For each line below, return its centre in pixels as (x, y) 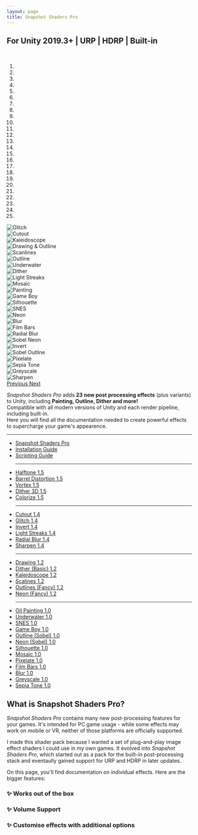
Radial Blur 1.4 (32, 539)
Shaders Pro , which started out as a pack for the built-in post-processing (95, 754)
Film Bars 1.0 (31, 667)
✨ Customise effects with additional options (71, 825)
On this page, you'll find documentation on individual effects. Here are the (96, 772)
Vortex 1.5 (27, 485)
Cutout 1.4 (28, 514)
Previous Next (24, 384)
